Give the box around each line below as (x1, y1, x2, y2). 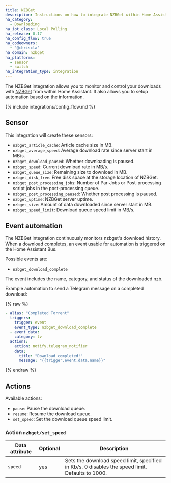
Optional (39, 445, 60, 452)
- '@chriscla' (10, 45, 40, 50)
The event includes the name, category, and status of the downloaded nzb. (5, 276, 163, 282)
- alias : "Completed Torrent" (5, 310, 70, 316)
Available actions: (5, 395, 42, 401)
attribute (10, 448, 32, 455)
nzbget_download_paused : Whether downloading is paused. (12, 158, 135, 164)
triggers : (10, 315, 31, 320)
